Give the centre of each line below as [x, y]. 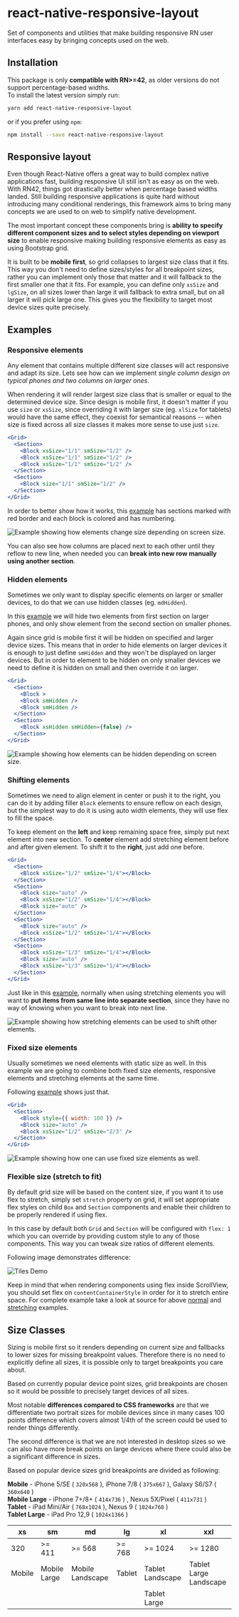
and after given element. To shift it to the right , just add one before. [106, 847]
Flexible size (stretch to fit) [54, 1177]
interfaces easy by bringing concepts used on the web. [88, 40]
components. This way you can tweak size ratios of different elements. [111, 1244]
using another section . [42, 561]
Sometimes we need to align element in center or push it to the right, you [114, 795]
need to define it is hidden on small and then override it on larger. [103, 668]
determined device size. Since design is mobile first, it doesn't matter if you [118, 402]
